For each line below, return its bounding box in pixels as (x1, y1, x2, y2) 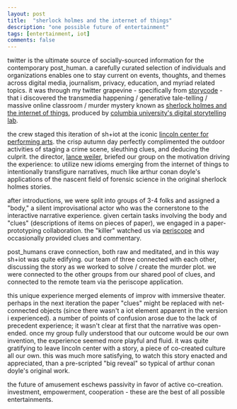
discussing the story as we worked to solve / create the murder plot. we (7, 263, 216, 271)
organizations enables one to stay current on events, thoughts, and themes (7, 71, 226, 80)
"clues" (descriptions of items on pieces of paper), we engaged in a (7, 219, 205, 227)
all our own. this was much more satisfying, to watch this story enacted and (7, 352, 228, 360)
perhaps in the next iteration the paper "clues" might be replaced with (7, 299, 211, 308)
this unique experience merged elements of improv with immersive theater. (7, 292, 226, 300)
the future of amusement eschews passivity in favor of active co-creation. (7, 380, 224, 389)
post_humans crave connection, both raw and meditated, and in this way (7, 248, 219, 256)
